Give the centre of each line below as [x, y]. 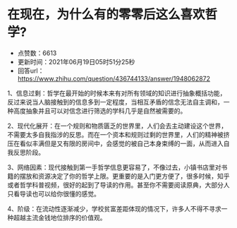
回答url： [31, 71]
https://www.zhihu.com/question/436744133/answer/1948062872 [114, 78]
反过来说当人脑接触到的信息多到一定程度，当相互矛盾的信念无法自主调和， [115, 102]
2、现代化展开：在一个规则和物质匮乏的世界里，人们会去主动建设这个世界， [117, 126]
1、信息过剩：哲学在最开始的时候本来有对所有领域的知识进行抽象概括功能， [117, 93]
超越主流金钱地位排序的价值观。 [60, 217]
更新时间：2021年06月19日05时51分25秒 [76, 61]
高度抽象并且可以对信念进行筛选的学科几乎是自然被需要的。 [100, 111]
